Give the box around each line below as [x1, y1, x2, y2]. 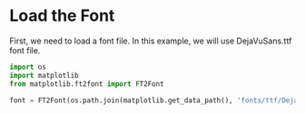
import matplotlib [9, 71, 79, 80]
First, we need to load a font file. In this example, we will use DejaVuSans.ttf [9, 35, 292, 46]
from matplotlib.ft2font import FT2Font [9, 79, 165, 89]
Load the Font [9, 5, 115, 26]
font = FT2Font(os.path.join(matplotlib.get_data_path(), [9, 96, 233, 105]
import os [9, 62, 47, 71]
